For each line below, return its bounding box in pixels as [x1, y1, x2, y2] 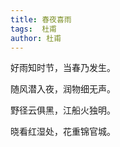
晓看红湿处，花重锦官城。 [10, 126, 116, 138]
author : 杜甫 [10, 33, 62, 43]
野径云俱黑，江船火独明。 [10, 104, 116, 116]
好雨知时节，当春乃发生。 [10, 62, 116, 74]
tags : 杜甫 [10, 24, 57, 34]
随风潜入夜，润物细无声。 [10, 83, 116, 95]
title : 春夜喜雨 [10, 14, 72, 25]
